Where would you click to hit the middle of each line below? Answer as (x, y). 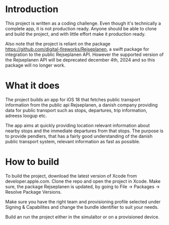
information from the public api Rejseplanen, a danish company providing (81, 105)
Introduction (32, 9)
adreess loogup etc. (26, 116)
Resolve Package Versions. (34, 192)
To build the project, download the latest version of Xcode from (71, 176)
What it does (32, 86)
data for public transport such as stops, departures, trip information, (76, 110)
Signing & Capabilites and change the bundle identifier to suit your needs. (82, 207)
